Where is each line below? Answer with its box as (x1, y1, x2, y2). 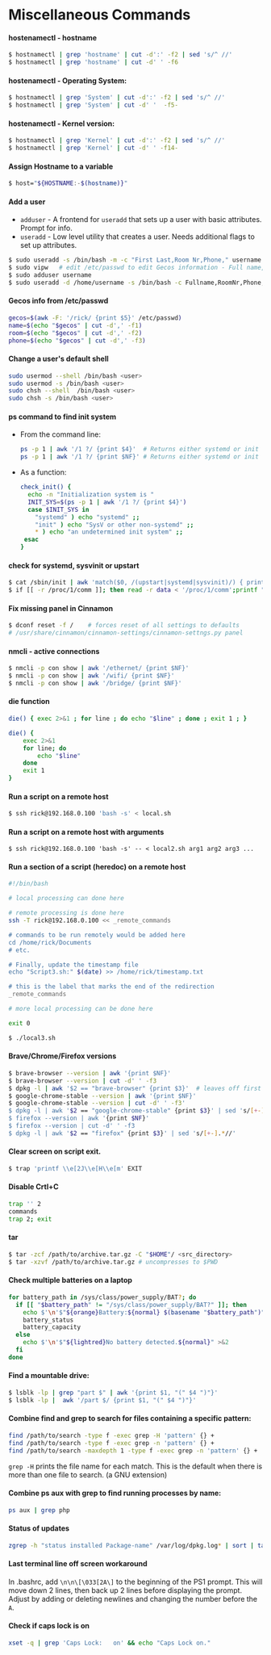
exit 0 (8, 1019, 31, 1027)
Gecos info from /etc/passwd (8, 296, 109, 306)
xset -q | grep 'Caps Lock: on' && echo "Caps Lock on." (8, 1639, 211, 1648)
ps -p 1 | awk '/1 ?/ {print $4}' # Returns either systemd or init (19, 446, 260, 454)
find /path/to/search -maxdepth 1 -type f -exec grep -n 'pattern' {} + (8, 1447, 258, 1455)
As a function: (19, 467, 67, 477)
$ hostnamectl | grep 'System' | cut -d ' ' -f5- (8, 101, 179, 110)
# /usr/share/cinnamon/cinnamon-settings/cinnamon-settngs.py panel (8, 629, 244, 637)
